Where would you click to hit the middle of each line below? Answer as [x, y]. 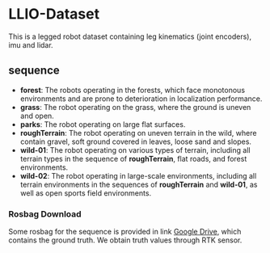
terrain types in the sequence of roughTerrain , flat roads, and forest [133, 158]
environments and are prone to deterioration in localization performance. [141, 99]
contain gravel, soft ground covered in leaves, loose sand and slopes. [136, 141]
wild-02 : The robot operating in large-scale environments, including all [138, 175]
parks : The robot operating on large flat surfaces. [103, 124]
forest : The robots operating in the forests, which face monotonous [132, 90]
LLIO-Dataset [54, 14]
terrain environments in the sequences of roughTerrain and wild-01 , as [139, 184]
